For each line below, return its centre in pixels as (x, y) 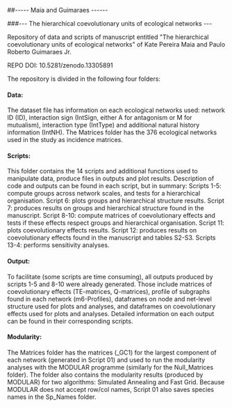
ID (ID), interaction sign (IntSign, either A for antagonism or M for (100, 118)
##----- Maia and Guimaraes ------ (58, 10)
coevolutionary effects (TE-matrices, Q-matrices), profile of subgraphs (109, 291)
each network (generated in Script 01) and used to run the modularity (106, 360)
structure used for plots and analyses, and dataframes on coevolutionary (111, 306)
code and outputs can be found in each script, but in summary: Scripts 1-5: (114, 186)
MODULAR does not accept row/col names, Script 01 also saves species (110, 389)
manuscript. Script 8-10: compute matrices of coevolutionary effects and (111, 216)
